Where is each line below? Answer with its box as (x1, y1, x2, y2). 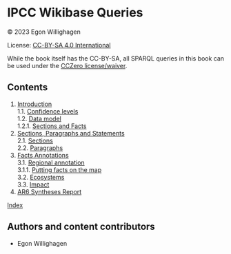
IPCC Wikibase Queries (7, 5, 143, 21)
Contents (7, 81, 48, 94)
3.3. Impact (17, 180, 50, 189)
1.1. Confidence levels (17, 107, 79, 115)
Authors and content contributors (7, 221, 155, 233)
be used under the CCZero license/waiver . (7, 61, 128, 70)
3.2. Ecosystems (17, 173, 65, 181)
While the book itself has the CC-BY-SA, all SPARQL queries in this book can (7, 54, 225, 63)
